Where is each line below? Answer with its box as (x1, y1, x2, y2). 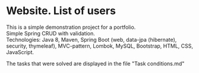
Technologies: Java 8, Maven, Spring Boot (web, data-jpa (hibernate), (6, 36, 177, 43)
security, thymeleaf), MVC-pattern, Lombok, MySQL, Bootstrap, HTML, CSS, (6, 42, 194, 49)
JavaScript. (6, 48, 34, 55)
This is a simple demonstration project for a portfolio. (6, 24, 136, 31)
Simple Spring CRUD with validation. (6, 29, 95, 36)
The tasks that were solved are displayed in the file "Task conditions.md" (6, 60, 185, 67)
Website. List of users (6, 4, 116, 18)
